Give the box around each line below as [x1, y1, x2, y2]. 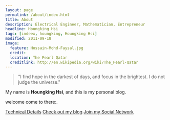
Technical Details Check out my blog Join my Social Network [5, 109, 134, 115]
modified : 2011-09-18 [5, 36, 52, 41]
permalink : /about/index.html [5, 12, 70, 17]
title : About [5, 17, 33, 22]
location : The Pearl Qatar [10, 55, 68, 60]
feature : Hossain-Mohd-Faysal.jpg [10, 45, 83, 51]
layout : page [5, 7, 33, 13]
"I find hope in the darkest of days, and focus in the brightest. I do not [17, 74, 165, 80]
